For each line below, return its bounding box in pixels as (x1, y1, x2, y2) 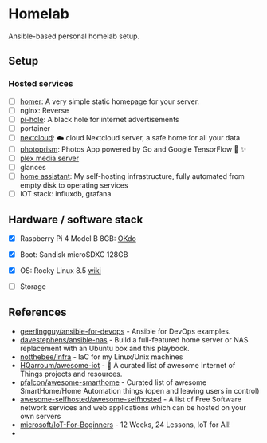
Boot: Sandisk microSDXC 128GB (19, 250, 128, 259)
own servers (19, 412, 61, 421)
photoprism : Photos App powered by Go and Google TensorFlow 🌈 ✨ (19, 144, 247, 154)
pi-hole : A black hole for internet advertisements (19, 114, 179, 124)
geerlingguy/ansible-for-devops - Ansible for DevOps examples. (19, 326, 231, 336)
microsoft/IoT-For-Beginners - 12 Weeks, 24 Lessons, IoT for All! (19, 420, 231, 429)
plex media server (19, 153, 80, 163)
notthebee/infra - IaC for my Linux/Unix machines (19, 352, 183, 362)
